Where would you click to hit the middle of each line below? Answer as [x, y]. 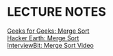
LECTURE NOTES [56, 12]
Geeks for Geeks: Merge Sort [48, 31]
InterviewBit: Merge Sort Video [50, 45]
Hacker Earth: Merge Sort [43, 38]
